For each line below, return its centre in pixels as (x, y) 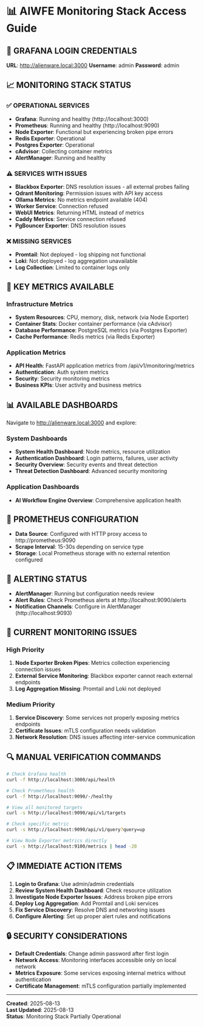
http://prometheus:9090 (45, 540)
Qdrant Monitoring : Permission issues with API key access (89, 193)
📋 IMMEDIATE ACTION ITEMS (64, 866)
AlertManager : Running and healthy (60, 158)
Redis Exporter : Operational (50, 138)
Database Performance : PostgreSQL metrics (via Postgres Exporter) (101, 330)
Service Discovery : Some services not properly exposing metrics (97, 718)
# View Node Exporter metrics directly (57, 841)
